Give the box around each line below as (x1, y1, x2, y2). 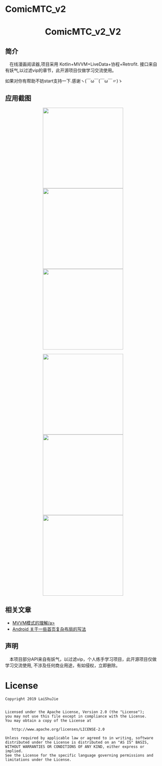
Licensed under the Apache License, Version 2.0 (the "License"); (5, 709, 145, 714)
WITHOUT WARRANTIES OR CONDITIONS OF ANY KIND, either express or (5, 744, 145, 749)
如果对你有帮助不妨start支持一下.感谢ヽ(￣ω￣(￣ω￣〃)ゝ (5, 78, 122, 84)
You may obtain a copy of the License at (5, 718, 92, 723)
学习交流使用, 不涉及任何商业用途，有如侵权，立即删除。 (5, 662, 120, 668)
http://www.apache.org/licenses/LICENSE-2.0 (11, 727, 105, 732)
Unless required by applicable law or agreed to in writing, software (5, 735, 154, 740)
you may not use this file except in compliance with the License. (5, 713, 147, 719)
